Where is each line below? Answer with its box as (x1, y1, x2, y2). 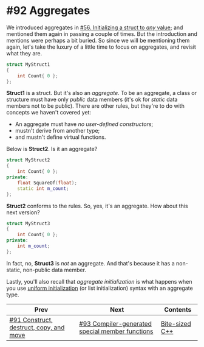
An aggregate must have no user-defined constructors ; (15, 121, 154, 128)
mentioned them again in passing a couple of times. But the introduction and (6, 30, 197, 37)
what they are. (6, 49, 42, 57)
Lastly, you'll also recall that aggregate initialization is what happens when (6, 278, 192, 285)
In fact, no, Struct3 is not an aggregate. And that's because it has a (6, 259, 175, 267)
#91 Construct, (9, 315, 53, 324)
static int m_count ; (17, 185, 69, 192)
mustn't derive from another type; (15, 127, 100, 135)
